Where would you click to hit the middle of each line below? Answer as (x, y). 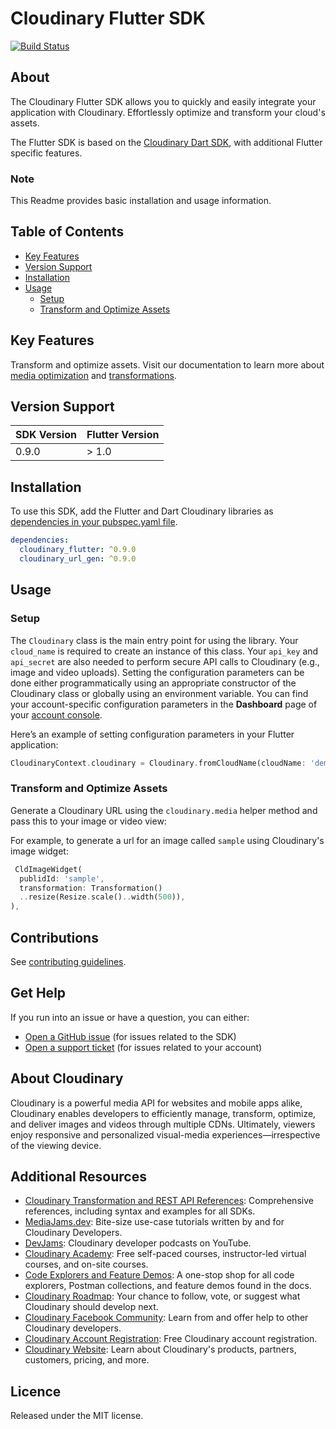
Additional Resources (78, 1176)
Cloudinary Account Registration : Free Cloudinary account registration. (171, 1339)
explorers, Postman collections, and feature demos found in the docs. (168, 1286)
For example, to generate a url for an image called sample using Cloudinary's (167, 840)
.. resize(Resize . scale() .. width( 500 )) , (102, 897)
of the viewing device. (56, 1145)
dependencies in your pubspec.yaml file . (94, 522)
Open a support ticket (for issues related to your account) (143, 1047)
